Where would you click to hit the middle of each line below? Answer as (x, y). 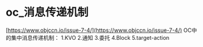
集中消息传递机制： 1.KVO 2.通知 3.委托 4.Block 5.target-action (90, 37)
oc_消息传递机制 (47, 12)
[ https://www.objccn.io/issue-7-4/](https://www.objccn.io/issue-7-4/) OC (99, 30)
